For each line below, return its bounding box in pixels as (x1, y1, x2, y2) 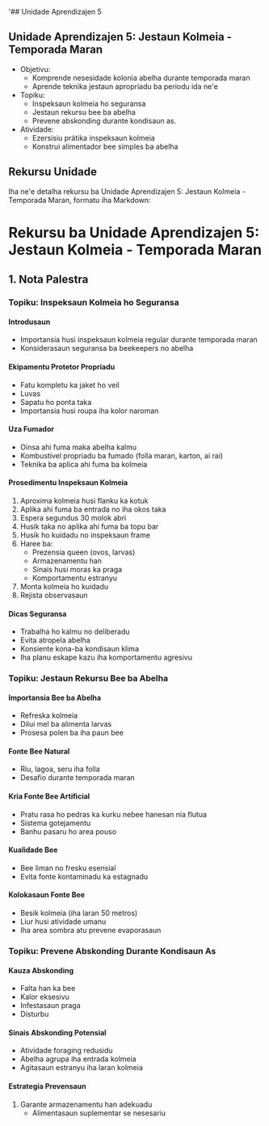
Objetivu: (19, 64, 51, 74)
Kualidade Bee (8, 845, 58, 855)
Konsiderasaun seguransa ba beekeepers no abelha (19, 344, 194, 353)
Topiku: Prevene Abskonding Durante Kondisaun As (8, 946, 216, 956)
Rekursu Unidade (8, 165, 97, 179)
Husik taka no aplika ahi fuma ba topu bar (19, 521, 159, 531)
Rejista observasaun (19, 590, 88, 600)
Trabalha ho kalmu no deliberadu (19, 626, 131, 637)
